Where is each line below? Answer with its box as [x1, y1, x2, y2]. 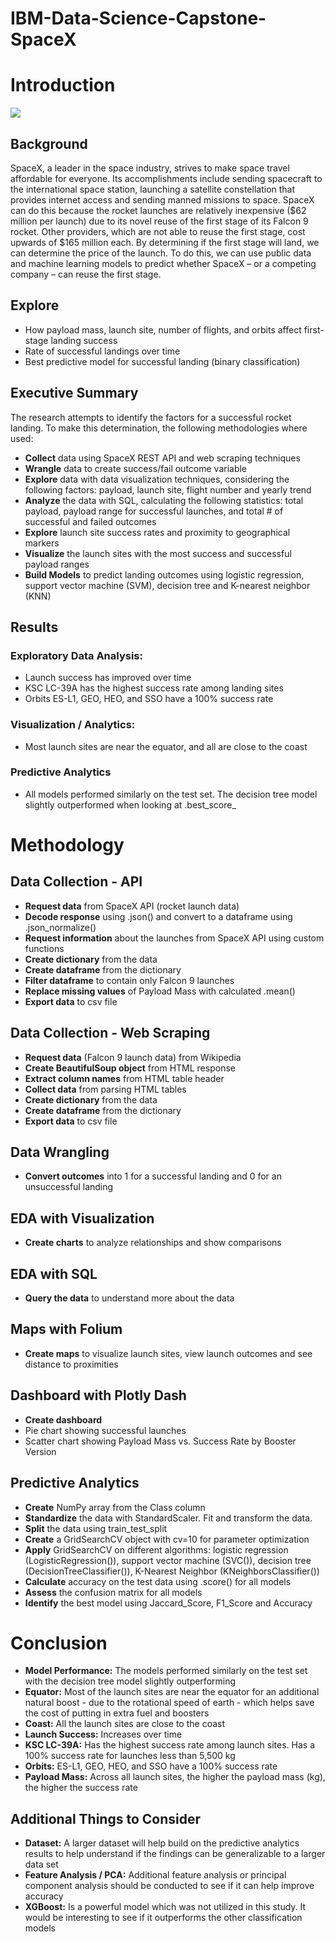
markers [24, 537, 60, 549]
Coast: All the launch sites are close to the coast [24, 1718, 226, 1730]
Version [24, 1445, 57, 1457]
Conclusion [10, 1632, 108, 1654]
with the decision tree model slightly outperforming [24, 1675, 237, 1687]
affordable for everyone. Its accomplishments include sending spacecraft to [10, 172, 323, 184]
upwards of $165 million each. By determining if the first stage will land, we [10, 236, 320, 248]
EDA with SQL [10, 1265, 98, 1282]
